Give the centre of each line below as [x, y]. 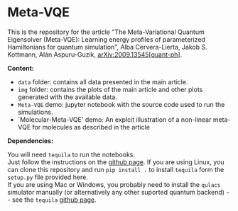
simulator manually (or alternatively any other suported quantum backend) [116, 192]
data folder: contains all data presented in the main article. [103, 81]
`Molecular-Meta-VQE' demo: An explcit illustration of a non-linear [114, 119]
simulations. [35, 112]
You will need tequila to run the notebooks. [71, 154]
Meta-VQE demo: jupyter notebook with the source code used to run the [121, 104]
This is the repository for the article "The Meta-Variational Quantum [106, 32]
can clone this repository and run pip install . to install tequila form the [116, 169]
